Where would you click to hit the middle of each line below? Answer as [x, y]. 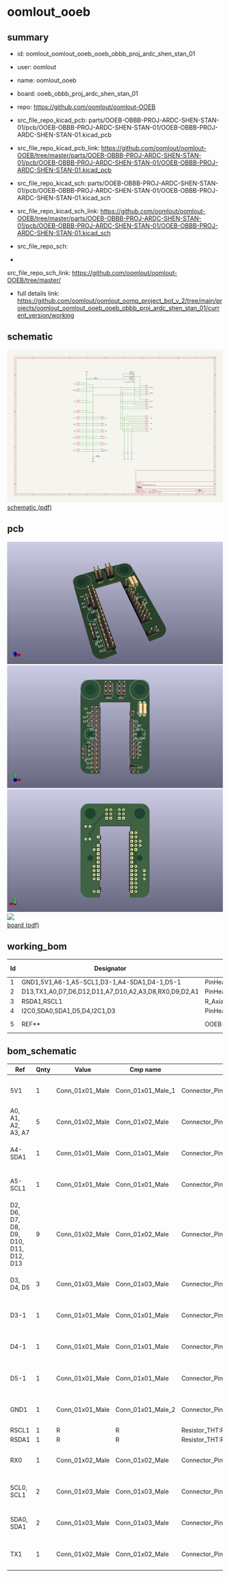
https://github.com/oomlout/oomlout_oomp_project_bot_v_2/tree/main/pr [119, 301]
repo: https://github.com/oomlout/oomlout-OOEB [86, 107]
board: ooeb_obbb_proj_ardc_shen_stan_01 [77, 94]
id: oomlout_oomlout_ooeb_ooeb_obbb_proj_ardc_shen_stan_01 [106, 54]
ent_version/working [46, 315]
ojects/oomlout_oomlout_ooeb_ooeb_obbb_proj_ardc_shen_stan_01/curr [118, 308]
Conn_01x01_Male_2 [145, 1409]
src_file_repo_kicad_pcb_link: [58, 148]
